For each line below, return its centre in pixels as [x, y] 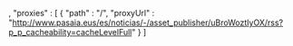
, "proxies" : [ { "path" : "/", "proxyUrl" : [82, 13]
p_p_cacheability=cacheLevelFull [70, 32]
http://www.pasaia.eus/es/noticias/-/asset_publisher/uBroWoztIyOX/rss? [148, 23]
